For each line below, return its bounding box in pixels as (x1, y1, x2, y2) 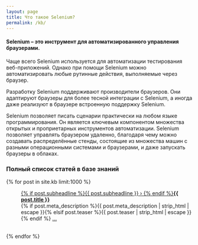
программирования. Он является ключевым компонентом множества (6, 118, 184, 125)
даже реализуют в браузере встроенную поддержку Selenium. (6, 100, 165, 107)
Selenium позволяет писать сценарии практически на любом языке (6, 112, 177, 119)
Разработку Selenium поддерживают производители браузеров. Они (6, 88, 181, 95)
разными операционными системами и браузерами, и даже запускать (6, 144, 186, 151)
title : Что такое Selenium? (6, 14, 76, 20)
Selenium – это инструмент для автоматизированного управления (6, 38, 179, 45)
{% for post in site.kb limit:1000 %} (6, 178, 92, 185)
